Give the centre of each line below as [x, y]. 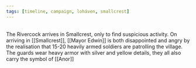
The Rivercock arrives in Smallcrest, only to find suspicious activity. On [92, 34]
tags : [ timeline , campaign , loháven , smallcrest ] [68, 11]
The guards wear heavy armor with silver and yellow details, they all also [94, 52]
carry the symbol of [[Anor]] [40, 59]
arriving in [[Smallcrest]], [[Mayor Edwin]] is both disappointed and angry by [98, 40]
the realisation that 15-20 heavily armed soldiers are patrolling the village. [94, 46]
